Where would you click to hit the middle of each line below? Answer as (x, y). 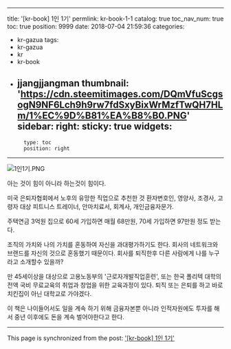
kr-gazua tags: (38, 40)
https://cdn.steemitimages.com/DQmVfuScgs (122, 94)
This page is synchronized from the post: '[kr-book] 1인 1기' (91, 338)
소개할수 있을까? (42, 261)
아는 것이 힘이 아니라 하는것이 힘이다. (57, 183)
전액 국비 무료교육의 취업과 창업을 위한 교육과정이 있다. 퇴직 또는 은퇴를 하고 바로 (115, 285)
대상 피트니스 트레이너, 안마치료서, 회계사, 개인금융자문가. (97, 206)
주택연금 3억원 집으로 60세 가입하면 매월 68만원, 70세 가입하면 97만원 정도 (108, 221)
